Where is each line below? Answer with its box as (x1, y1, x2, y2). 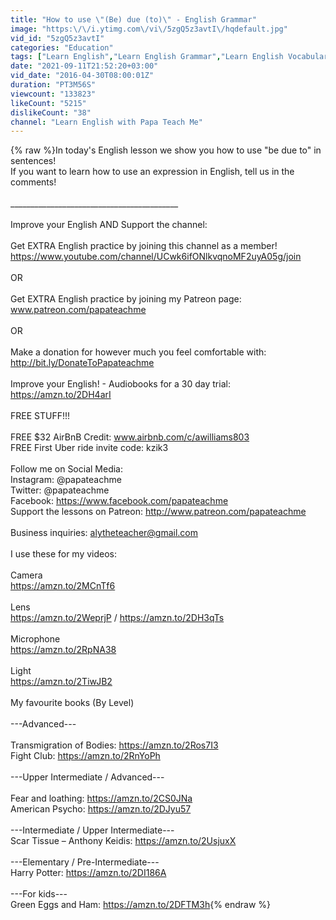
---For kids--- (10, 888, 68, 900)
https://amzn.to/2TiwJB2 (10, 676, 113, 688)
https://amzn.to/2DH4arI (10, 389, 112, 401)
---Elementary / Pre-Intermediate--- (10, 856, 160, 868)
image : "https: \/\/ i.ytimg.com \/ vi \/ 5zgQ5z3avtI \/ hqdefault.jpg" (10, 24, 288, 34)
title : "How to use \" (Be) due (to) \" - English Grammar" (10, 14, 257, 25)
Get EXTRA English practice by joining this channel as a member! (10, 240, 278, 252)
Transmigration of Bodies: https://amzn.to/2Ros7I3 (10, 739, 219, 751)
